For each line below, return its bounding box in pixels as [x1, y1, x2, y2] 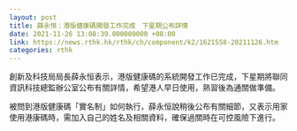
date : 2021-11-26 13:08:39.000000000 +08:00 [9, 29, 176, 38]
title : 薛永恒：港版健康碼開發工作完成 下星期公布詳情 [9, 21, 188, 30]
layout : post [9, 12, 57, 22]
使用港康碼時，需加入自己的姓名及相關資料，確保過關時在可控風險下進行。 [9, 112, 280, 123]
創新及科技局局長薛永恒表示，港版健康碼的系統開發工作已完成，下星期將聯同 [9, 72, 288, 82]
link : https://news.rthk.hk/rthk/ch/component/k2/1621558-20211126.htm [9, 37, 278, 47]
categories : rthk [9, 46, 73, 55]
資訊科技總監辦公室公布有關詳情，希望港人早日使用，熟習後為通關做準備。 [9, 82, 280, 93]
